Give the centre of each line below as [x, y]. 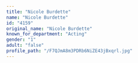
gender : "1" [21, 40]
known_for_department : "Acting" [46, 34]
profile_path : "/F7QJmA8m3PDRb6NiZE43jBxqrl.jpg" [70, 51]
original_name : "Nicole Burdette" [49, 28]
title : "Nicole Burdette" [38, 12]
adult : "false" [25, 46]
